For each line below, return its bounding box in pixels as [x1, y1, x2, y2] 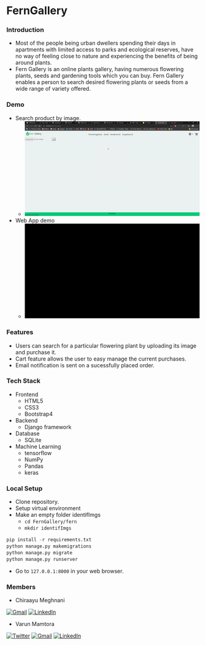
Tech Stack [6, 376, 41, 385]
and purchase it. [15, 348, 56, 356]
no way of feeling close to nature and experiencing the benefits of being [15, 53, 198, 60]
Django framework [24, 423, 72, 430]
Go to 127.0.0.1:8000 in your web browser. [15, 567, 124, 574]
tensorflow [24, 449, 52, 457]
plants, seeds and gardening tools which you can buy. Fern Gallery [15, 72, 184, 80]
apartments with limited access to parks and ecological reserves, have [15, 46, 194, 53]
